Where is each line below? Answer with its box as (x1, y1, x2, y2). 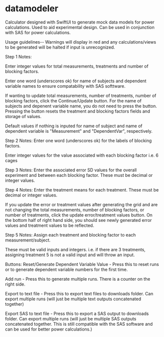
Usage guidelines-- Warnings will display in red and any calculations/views (5, 39, 157, 45)
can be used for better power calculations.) (5, 326, 93, 332)
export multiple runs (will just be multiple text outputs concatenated (5, 296, 141, 302)
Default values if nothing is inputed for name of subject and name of (5, 123, 143, 129)
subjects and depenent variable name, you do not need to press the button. (5, 103, 158, 109)
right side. (5, 281, 25, 287)
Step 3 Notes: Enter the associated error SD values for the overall (5, 167, 137, 173)
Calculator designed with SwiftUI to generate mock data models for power (5, 19, 155, 25)
